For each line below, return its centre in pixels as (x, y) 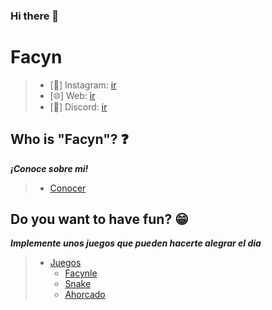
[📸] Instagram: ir (83, 85)
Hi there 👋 (35, 16)
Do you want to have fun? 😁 (99, 219)
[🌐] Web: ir (72, 95)
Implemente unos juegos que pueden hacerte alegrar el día (136, 243)
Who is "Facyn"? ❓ (69, 139)
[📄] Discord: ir (78, 106)
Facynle (81, 273)
